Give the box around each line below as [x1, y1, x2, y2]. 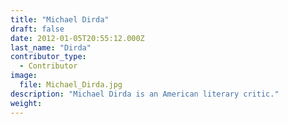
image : [10, 71, 38, 81]
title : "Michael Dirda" [10, 14, 110, 25]
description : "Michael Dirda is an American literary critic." [10, 89, 280, 99]
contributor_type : [10, 52, 87, 62]
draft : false [10, 24, 65, 34]
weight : [10, 98, 43, 108]
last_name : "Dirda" [10, 42, 92, 53]
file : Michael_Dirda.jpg [19, 80, 123, 90]
